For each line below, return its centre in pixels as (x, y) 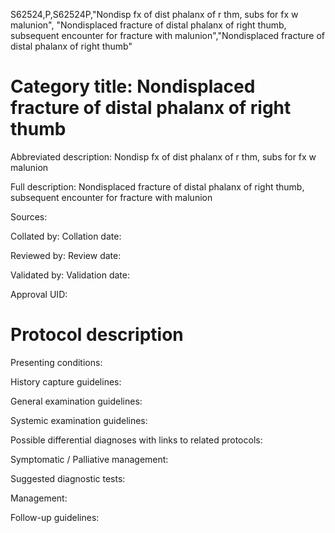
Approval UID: (39, 294)
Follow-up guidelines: (55, 517)
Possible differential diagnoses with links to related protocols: (136, 440)
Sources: (29, 216)
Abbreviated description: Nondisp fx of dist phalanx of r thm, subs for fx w (163, 156)
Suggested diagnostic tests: (68, 478)
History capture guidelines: (66, 381)
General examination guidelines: (76, 401)
